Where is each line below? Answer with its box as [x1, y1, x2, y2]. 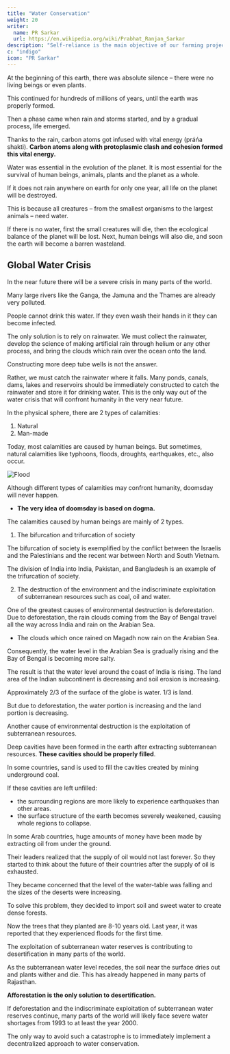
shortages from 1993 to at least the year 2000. [7, 1018, 138, 1027]
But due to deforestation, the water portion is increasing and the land [7, 701, 202, 710]
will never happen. [7, 491, 60, 499]
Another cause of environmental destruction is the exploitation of [7, 722, 190, 730]
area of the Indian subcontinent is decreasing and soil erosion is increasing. [7, 675, 220, 683]
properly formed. [7, 101, 55, 110]
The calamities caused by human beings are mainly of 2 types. [7, 517, 184, 526]
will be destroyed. [7, 191, 57, 199]
